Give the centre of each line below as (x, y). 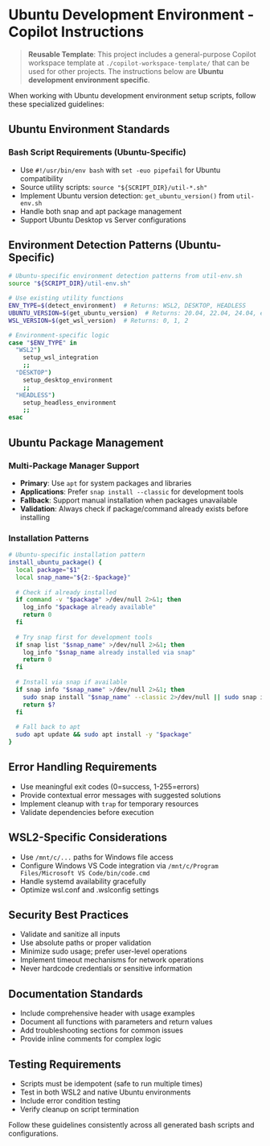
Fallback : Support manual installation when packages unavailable (129, 500)
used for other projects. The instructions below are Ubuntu (126, 71)
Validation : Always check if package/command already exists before (134, 508)
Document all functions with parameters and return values (116, 1022)
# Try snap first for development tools (84, 637)
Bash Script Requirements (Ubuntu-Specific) (97, 152)
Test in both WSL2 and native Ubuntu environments (105, 1092)
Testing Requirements (65, 1064)
